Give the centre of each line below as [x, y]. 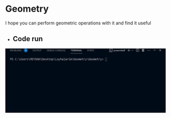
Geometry [27, 9]
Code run [28, 39]
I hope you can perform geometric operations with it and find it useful [78, 23]
